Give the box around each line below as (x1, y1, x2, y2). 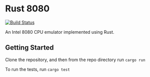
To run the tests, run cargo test (5, 66, 71, 72)
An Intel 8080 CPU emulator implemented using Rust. (5, 29, 115, 35)
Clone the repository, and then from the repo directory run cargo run (5, 57, 146, 63)
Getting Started (5, 43, 54, 52)
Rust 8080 (5, 3, 50, 14)
